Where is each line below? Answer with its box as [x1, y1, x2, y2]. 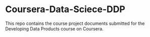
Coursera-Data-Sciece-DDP [5, 4, 125, 15]
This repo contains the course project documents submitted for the [5, 20, 145, 26]
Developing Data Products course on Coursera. [5, 25, 104, 31]
